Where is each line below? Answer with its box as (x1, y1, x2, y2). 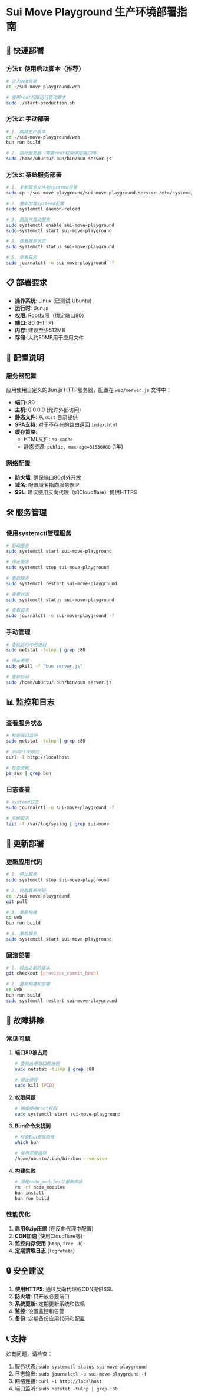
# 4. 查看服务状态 (6, 238, 46, 245)
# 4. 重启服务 (6, 931, 37, 937)
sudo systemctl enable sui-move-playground (6, 222, 115, 228)
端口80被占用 (14, 1049, 48, 1056)
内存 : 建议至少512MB (14, 327, 66, 334)
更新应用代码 (6, 858, 43, 866)
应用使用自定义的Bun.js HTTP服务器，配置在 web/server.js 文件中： (6, 387, 172, 394)
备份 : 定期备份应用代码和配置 (14, 1315, 85, 1322)
